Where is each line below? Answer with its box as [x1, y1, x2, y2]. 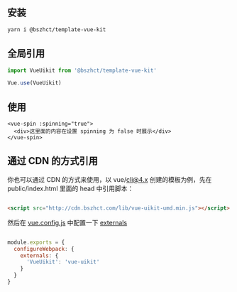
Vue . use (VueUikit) [7, 80, 62, 87]
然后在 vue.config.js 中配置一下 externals [7, 218, 128, 227]
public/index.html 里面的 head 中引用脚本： [7, 184, 134, 193]
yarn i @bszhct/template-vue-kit [7, 26, 106, 33]
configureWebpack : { [13, 245, 75, 252]
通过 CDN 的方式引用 [7, 155, 98, 167]
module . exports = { [7, 239, 65, 246]
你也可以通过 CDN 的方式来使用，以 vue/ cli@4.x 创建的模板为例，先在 [7, 175, 212, 183]
